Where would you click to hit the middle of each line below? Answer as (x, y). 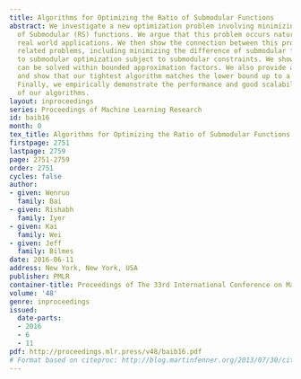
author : (24, 185)
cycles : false (36, 176)
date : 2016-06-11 (42, 260)
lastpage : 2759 (38, 151)
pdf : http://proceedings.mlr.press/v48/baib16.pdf (106, 351)
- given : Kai (34, 226)
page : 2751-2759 (39, 159)
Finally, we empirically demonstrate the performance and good (138, 84)
